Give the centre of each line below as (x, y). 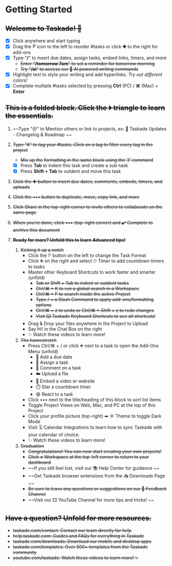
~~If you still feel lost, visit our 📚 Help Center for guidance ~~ (94, 468)
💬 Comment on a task (58, 368)
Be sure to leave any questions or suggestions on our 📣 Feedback (97, 489)
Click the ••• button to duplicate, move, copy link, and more (76, 197)
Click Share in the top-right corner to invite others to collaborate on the (88, 207)
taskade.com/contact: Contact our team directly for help (72, 531)
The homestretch (38, 340)
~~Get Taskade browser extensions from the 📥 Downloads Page (96, 476)
